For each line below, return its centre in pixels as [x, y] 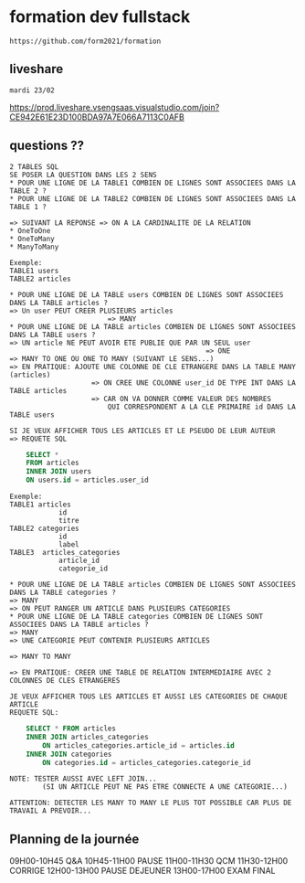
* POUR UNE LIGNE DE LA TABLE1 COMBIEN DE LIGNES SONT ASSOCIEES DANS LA [153, 183]
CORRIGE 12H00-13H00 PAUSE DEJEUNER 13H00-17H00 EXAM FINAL [142, 871]
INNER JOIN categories [69, 754]
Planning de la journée [74, 839]
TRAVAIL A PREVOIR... [51, 811]
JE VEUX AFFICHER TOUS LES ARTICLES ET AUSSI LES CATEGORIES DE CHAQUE [148, 697]
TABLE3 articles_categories [65, 553]
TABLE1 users [34, 271]
